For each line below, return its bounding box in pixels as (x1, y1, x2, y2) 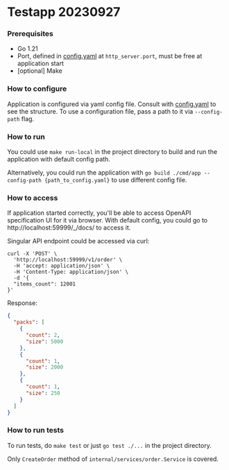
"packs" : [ (13, 319, 45, 326)
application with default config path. (7, 155, 111, 164)
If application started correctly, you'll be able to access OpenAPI (7, 209, 192, 217)
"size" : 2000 (25, 364, 64, 371)
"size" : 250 (25, 390, 60, 397)
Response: (7, 299, 38, 307)
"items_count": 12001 (13, 281, 76, 288)
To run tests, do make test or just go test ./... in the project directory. (7, 441, 212, 449)
